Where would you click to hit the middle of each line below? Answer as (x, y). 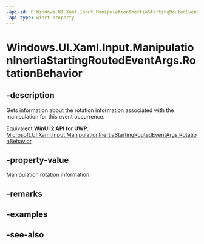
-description (30, 95)
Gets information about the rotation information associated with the (90, 110)
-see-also (25, 235)
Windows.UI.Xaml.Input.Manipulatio (100, 48)
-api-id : (17, 12)
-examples (27, 215)
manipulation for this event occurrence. (56, 116)
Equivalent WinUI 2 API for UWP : (48, 128)
